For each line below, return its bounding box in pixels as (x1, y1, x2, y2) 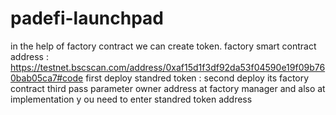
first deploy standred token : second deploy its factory (85, 72, 310, 84)
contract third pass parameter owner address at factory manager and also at (10, 82, 326, 94)
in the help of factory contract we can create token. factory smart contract (10, 40, 317, 52)
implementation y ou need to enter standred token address (10, 93, 253, 105)
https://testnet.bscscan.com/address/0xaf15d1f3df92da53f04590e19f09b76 (10, 61, 326, 73)
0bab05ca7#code (10, 72, 84, 84)
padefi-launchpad (10, 7, 165, 30)
